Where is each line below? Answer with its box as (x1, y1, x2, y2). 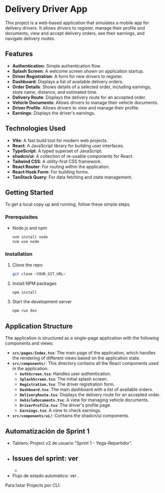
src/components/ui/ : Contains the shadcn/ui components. (12, 413, 130, 419)
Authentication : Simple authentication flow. (12, 63, 101, 69)
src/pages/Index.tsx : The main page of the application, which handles (12, 350, 156, 356)
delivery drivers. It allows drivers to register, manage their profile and (5, 25, 145, 31)
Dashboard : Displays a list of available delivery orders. (12, 78, 124, 84)
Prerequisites (5, 213, 38, 220)
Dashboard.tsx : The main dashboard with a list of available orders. (19, 387, 154, 392)
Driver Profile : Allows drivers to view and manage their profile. (12, 105, 139, 110)
